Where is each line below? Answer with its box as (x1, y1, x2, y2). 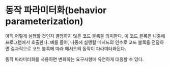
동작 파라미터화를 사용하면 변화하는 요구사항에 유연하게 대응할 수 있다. (5, 56, 144, 62)
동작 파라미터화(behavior (5, 5, 107, 16)
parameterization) (5, 16, 83, 27)
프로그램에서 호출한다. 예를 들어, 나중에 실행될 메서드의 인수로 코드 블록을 (5, 39, 151, 45)
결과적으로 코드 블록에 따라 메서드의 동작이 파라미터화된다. (10, 45, 126, 51)
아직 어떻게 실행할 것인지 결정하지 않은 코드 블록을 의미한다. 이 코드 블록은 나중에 (5, 33, 165, 39)
